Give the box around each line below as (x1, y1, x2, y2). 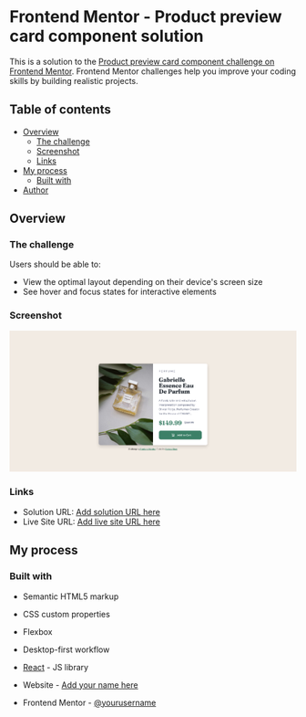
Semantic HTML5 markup (22, 591, 119, 602)
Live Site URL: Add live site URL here (22, 516, 161, 527)
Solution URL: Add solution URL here (22, 506, 161, 517)
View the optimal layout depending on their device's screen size (22, 277, 263, 288)
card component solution (9, 26, 204, 47)
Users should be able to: (9, 258, 102, 270)
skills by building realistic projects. (9, 75, 138, 86)
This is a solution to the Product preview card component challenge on (9, 56, 275, 67)
